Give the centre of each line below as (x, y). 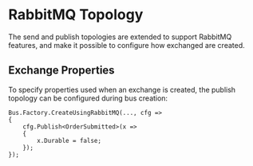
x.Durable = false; (69, 140)
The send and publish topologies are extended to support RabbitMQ (120, 37)
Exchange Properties (61, 71)
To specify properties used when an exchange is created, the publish (122, 89)
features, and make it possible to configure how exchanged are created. (126, 45)
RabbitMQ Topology (76, 15)
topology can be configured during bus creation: (88, 98)
